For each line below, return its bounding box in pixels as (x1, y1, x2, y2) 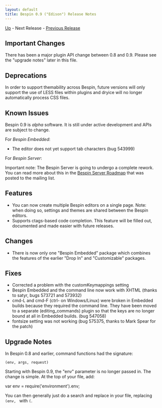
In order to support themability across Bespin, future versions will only (5, 84, 146, 90)
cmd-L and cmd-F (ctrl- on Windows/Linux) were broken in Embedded (12, 298, 154, 304)
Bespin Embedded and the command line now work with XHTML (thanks (12, 287, 158, 293)
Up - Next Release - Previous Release (5, 25, 81, 31)
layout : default (5, 7, 38, 12)
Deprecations (5, 71, 47, 79)
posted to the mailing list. (5, 175, 56, 181)
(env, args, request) (5, 360, 49, 365)
